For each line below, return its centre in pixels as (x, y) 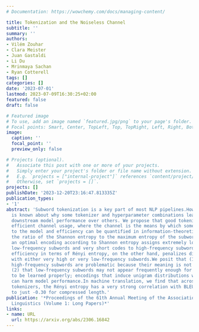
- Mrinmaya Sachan (29, 67)
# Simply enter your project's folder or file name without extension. (99, 171)
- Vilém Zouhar (25, 45)
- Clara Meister (26, 50)
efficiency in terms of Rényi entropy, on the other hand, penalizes (99, 254)
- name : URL (21, 314)
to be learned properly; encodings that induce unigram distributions (100, 276)
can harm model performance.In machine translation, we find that (95, 282)
